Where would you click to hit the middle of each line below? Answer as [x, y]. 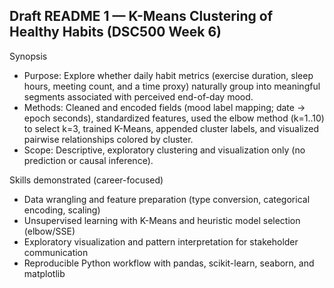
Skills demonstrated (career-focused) [86, 180]
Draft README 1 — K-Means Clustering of [141, 16]
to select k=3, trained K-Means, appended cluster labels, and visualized [171, 128]
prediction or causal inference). [88, 160]
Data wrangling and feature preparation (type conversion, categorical [167, 199]
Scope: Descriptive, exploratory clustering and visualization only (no [164, 150]
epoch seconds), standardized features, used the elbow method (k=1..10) [174, 118]
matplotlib [44, 273]
